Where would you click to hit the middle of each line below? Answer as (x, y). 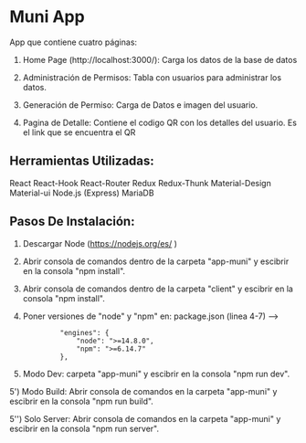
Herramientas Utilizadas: (82, 161)
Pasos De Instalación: (72, 221)
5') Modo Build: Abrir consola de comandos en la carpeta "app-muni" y (143, 391)
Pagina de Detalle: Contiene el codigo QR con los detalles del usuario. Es (159, 122)
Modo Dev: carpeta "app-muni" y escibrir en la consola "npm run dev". (156, 374)
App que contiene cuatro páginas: (74, 42)
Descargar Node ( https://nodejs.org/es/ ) (100, 243)
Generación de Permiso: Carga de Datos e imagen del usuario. (140, 105)
